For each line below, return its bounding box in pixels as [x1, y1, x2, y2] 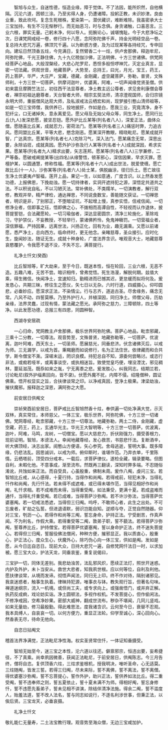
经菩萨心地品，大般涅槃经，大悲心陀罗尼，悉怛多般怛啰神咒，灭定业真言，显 [5, 60, 163, 66]
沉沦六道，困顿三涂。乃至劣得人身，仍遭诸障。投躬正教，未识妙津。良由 [13, 10, 163, 16]
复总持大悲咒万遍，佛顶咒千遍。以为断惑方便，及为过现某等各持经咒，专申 [5, 42, 158, 47]
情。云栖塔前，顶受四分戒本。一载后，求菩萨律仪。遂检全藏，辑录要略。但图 [5, 455, 163, 461]
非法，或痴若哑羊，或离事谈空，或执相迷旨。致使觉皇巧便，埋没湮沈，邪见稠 [5, 359, 163, 365]
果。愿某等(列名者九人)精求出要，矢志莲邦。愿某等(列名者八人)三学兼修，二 [5, 148, 161, 154]
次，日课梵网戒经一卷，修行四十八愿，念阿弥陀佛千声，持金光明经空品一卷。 [5, 35, 163, 41]
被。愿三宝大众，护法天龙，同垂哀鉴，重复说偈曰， [5, 549, 110, 555]
